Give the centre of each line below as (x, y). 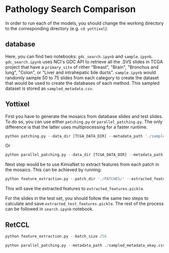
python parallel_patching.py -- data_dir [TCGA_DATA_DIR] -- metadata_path (84, 155)
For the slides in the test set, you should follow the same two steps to (77, 198)
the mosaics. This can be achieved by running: (54, 170)
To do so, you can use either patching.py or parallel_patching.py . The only (84, 121)
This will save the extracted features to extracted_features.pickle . (75, 189)
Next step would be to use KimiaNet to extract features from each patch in (82, 165)
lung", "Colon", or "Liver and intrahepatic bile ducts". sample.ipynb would (80, 72)
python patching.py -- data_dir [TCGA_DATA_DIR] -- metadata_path (74, 136)
